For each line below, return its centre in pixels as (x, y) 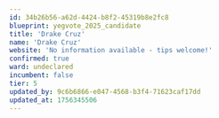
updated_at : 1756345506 (53, 100)
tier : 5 (24, 83)
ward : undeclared (41, 67)
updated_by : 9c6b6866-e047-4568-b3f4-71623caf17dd (105, 91)
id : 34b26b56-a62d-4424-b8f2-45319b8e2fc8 (89, 17)
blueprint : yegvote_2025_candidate (75, 26)
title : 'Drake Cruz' (48, 34)
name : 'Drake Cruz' (45, 42)
